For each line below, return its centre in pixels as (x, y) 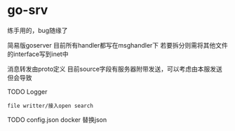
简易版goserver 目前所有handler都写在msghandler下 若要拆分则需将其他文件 (117, 45)
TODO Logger (27, 91)
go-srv (28, 10)
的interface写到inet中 (38, 54)
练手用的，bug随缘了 (38, 30)
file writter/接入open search (50, 106)
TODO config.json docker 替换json (57, 119)
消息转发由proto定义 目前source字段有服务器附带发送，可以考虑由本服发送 (115, 69)
